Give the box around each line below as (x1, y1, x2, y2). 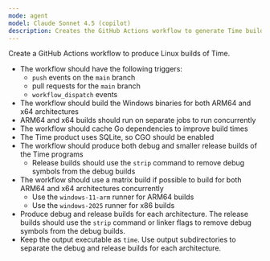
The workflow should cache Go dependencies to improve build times (19, 124, 248, 133)
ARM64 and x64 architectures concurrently (19, 184, 165, 194)
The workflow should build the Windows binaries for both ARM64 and (19, 98, 252, 108)
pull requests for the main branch (31, 81, 141, 91)
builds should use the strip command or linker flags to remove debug (19, 218, 252, 227)
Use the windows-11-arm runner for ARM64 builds (31, 192, 194, 202)
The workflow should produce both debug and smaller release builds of (19, 141, 257, 151)
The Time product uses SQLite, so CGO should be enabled (19, 133, 215, 142)
